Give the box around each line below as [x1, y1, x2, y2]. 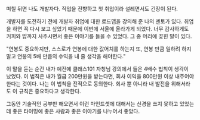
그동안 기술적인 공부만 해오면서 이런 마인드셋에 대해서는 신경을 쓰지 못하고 [6, 100, 179, 107]
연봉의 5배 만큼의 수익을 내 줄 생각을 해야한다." [17, 53, 126, 59]
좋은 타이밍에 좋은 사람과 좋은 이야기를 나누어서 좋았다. [12, 108, 140, 115]
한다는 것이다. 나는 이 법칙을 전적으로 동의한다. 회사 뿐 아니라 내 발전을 [6, 80, 170, 87]
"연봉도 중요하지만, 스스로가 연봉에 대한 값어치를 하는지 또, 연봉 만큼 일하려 [6, 45, 181, 52]
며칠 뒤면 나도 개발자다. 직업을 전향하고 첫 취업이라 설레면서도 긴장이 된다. [6, 5, 178, 12]
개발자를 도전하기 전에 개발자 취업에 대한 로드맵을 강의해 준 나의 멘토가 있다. [6, 18, 183, 25]
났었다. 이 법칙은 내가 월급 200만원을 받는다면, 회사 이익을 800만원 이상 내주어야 [6, 73, 195, 80]
